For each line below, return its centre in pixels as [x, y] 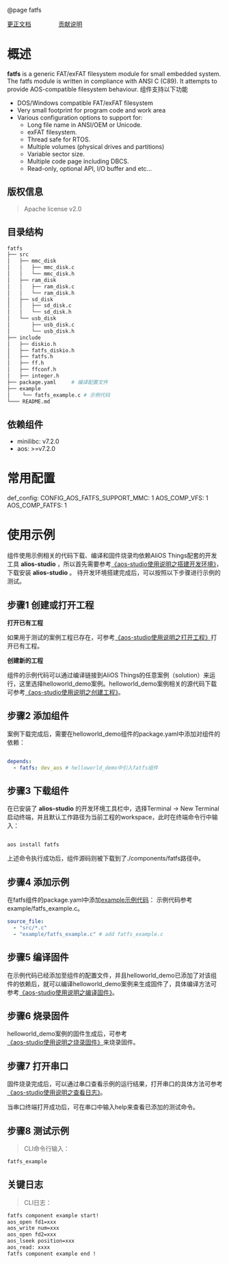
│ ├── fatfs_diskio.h [41, 350]
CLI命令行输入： [46, 1148]
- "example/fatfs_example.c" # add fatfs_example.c [89, 934]
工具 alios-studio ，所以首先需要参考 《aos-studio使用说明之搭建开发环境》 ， [115, 564]
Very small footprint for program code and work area [91, 110]
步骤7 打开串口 [38, 1066]
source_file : [26, 922]
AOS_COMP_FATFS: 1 [37, 505]
